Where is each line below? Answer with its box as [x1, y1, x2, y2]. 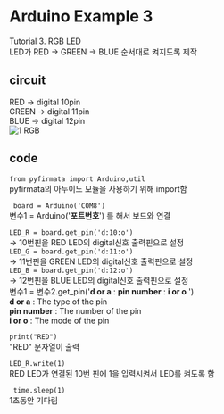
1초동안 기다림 [9, 394, 58, 405]
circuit [9, 73, 46, 88]
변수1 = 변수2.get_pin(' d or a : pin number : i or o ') [9, 286, 195, 296]
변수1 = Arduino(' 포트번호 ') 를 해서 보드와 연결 [9, 210, 171, 220]
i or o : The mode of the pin [9, 315, 110, 326]
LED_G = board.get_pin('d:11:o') [9, 247, 134, 256]
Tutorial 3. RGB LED [9, 36, 82, 46]
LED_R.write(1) [9, 359, 66, 368]
